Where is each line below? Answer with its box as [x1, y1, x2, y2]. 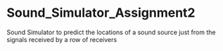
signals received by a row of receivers [6, 35, 117, 43]
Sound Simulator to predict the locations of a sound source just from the [6, 28, 216, 36]
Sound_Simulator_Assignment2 [6, 5, 196, 21]
